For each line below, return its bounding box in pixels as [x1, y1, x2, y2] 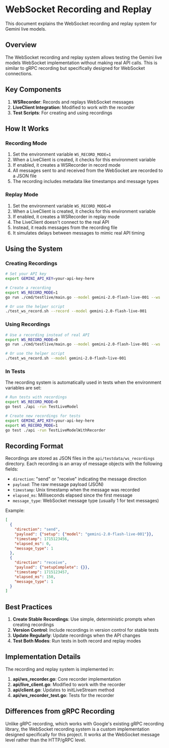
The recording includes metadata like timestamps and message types [12, 178, 159, 185]
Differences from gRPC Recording [5, 707, 115, 716]
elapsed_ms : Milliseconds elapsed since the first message [12, 492, 133, 498]
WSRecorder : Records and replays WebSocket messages [12, 98, 134, 105]
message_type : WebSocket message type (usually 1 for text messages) [12, 498, 159, 504]
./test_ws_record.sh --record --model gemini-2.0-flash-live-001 [5, 308, 147, 314]
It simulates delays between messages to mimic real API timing [12, 229, 145, 236]
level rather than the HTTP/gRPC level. [5, 737, 87, 743]
